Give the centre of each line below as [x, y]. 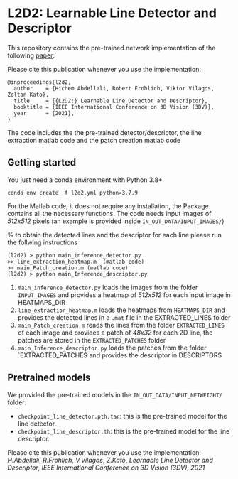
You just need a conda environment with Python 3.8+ [85, 180]
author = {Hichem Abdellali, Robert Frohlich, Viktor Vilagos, [114, 88]
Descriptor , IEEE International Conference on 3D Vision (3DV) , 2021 [106, 468]
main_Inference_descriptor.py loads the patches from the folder [112, 348]
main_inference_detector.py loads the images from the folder [108, 287]
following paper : [31, 55]
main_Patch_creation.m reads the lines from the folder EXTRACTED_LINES [121, 325]
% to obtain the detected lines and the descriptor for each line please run [114, 235]
